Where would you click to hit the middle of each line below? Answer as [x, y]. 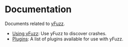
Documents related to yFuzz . [35, 24]
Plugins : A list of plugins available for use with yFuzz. [68, 39]
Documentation [38, 9]
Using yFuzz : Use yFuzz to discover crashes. [59, 33]
